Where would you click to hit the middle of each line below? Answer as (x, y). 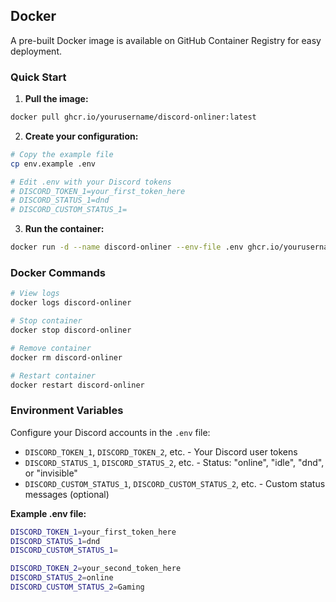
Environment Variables (67, 411)
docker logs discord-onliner (71, 303)
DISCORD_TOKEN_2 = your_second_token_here (96, 569)
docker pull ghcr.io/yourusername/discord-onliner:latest (133, 117)
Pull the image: (56, 99)
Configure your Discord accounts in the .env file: (110, 432)
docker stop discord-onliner (71, 330)
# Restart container (53, 375)
